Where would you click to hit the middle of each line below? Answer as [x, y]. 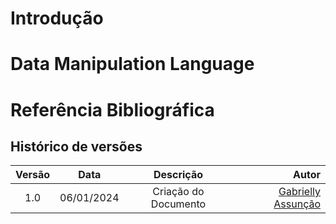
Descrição [178, 175]
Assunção [297, 204]
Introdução [57, 18]
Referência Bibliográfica [112, 109]
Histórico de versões [76, 146]
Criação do [178, 192]
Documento [178, 204]
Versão [33, 175]
